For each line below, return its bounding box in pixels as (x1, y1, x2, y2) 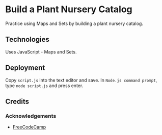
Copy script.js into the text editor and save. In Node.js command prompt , (5, 77, 157, 83)
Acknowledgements (5, 112, 57, 119)
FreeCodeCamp (12, 124, 46, 130)
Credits (5, 97, 30, 105)
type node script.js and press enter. (5, 83, 84, 89)
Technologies (5, 35, 50, 44)
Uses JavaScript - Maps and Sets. (5, 48, 77, 55)
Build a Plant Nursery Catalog (5, 4, 132, 15)
